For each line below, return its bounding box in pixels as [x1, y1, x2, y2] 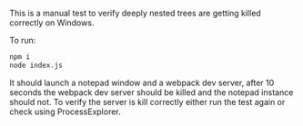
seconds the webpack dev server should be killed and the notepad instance [9, 86, 294, 98]
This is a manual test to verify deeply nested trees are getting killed [9, 8, 261, 18]
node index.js [9, 61, 64, 70]
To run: [9, 35, 36, 45]
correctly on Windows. [9, 17, 95, 28]
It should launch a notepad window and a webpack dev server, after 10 [9, 77, 275, 88]
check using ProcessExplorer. [9, 106, 121, 117]
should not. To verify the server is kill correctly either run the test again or [9, 96, 286, 107]
